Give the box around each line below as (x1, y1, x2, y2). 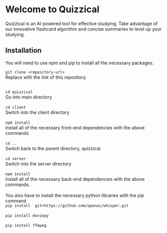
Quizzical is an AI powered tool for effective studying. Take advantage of (5, 20, 158, 27)
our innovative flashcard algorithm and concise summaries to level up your (5, 26, 162, 32)
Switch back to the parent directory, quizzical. (5, 145, 102, 151)
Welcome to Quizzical (5, 4, 100, 15)
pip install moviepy (5, 213, 49, 218)
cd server (5, 156, 26, 161)
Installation (5, 46, 42, 55)
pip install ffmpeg (5, 223, 47, 228)
